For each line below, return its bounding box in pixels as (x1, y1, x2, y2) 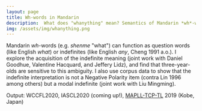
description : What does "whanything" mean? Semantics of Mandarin (6, 20, 179, 26)
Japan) (6, 98, 24, 106)
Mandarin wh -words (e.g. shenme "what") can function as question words (6, 42, 191, 49)
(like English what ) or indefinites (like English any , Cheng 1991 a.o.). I (6, 49, 176, 56)
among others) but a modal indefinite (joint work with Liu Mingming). (6, 80, 176, 88)
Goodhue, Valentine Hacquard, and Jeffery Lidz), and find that (6, 61, 161, 68)
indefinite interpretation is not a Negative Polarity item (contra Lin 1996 (6, 74, 182, 81)
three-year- (161, 61, 191, 68)
